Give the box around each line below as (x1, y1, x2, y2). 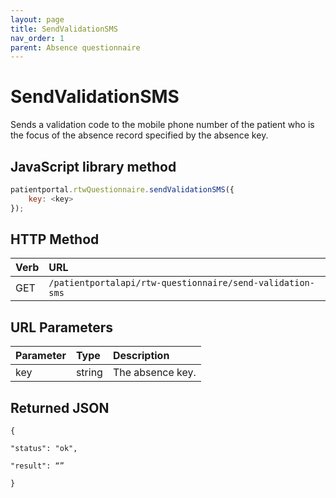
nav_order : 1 (10, 33, 65, 43)
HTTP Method (10, 231, 100, 248)
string (75, 366, 103, 380)
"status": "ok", (10, 444, 78, 454)
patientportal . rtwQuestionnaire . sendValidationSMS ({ (10, 185, 235, 195)
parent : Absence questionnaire (10, 42, 141, 53)
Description (112, 349, 170, 363)
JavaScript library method (10, 158, 177, 175)
